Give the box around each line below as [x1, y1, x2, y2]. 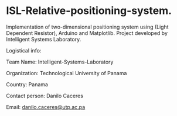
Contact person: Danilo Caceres [6, 92, 84, 99]
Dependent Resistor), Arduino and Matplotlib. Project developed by [6, 29, 168, 36]
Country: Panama [6, 80, 49, 88]
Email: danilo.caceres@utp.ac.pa [6, 103, 86, 110]
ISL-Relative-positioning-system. [6, 4, 172, 17]
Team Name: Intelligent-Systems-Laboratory [6, 58, 114, 65]
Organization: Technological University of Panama [6, 69, 127, 76]
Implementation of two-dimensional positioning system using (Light [6, 23, 169, 30]
